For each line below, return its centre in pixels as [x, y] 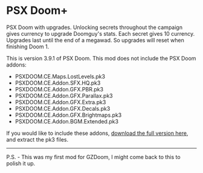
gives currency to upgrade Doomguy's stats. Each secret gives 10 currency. [101, 33]
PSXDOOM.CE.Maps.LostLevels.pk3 [60, 76]
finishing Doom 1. [28, 47]
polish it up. [21, 163]
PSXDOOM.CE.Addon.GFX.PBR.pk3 [59, 89]
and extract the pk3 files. [37, 139]
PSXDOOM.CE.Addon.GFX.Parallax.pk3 [64, 96]
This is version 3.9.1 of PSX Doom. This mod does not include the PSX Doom [101, 58]
